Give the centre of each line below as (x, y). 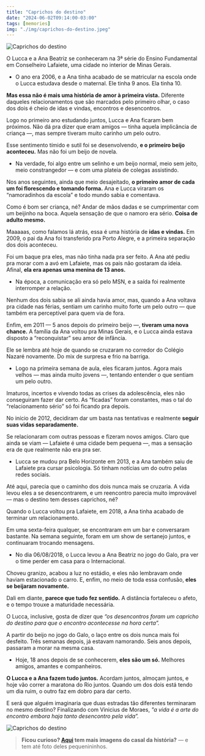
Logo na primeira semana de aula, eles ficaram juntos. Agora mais (99, 368)
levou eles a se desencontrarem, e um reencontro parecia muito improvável (102, 493)
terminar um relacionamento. (43, 518)
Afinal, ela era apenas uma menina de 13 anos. (66, 270)
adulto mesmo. (26, 220)
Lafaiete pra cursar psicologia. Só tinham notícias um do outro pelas (101, 468)
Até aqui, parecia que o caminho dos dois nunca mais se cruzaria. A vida (98, 487)
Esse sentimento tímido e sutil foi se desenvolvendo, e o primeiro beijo (96, 145)
